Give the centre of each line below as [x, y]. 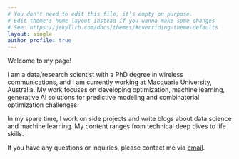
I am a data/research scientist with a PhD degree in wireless [95, 75]
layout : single [30, 34]
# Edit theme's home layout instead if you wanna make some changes [111, 21]
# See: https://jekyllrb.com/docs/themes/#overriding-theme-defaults [113, 27]
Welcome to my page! [40, 61]
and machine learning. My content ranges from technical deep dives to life [117, 126]
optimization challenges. [44, 105]
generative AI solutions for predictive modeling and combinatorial [103, 98]
